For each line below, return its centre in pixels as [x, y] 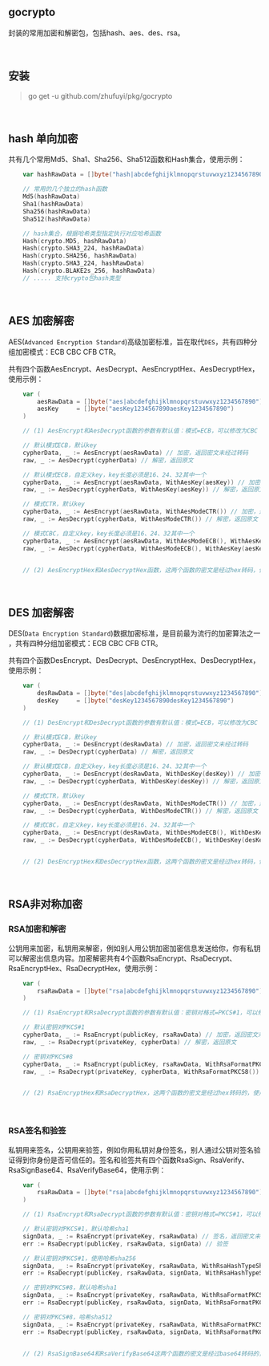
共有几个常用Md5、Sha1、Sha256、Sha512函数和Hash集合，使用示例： [127, 160]
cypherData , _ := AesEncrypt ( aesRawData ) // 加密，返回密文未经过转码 [136, 453]
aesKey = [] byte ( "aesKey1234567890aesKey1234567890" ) [136, 409]
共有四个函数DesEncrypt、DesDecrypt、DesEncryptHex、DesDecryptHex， [134, 661]
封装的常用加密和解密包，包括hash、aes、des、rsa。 [96, 33]
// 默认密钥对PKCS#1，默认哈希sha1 [76, 1229]
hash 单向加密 [43, 139]
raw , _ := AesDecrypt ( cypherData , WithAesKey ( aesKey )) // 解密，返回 [138, 490]
